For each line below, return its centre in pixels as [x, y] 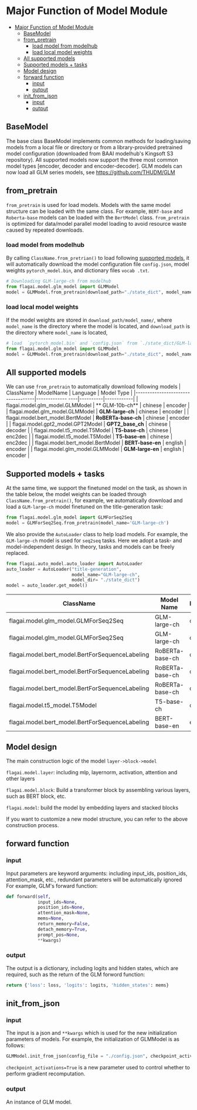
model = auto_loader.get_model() [47, 586]
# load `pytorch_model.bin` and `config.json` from [72, 343]
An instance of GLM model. [39, 1102]
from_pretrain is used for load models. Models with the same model [89, 205]
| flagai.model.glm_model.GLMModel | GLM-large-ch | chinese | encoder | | [98, 412]
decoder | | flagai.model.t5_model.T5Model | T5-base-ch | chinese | [89, 430]
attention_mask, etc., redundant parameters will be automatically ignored [94, 880]
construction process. [33, 825]
